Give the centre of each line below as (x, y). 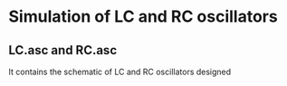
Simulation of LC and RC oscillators (143, 17)
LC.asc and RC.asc (63, 50)
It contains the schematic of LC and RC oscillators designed (120, 72)
